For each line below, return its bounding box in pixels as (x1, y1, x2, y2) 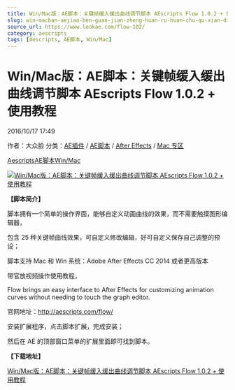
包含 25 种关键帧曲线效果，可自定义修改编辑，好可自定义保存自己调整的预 (7, 233, 220, 242)
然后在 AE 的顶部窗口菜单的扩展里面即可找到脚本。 (7, 337, 154, 346)
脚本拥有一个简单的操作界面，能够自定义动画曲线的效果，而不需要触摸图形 (7, 210, 222, 218)
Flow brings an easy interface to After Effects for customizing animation (7, 286, 215, 294)
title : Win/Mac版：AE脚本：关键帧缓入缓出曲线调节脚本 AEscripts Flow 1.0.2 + (7, 10, 224, 17)
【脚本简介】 (7, 195, 44, 203)
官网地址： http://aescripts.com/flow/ (7, 308, 113, 316)
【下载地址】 (7, 352, 44, 361)
